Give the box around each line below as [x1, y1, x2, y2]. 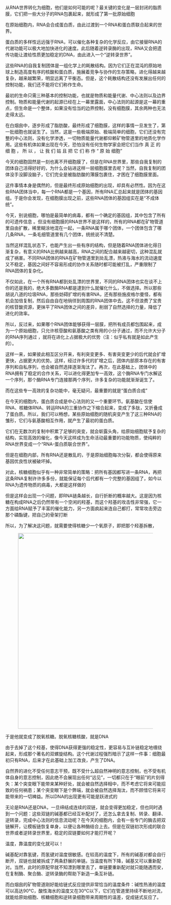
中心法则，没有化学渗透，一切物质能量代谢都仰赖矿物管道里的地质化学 [14, 135, 161, 141]
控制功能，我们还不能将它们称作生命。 [5, 82, 85, 88]
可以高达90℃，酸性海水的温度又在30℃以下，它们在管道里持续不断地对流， [5, 888, 165, 894]
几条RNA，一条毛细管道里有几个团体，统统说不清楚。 [5, 231, 118, 237]
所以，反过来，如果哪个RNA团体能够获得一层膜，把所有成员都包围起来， [5, 321, 158, 327]
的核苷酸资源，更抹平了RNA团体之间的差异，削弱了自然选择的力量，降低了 [5, 304, 162, 310]
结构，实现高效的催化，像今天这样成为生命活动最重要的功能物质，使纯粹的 [5, 435, 161, 441]
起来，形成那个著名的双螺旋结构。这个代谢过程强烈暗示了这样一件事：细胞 [5, 751, 161, 757]
